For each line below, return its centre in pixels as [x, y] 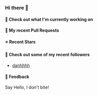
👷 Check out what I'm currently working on [49, 19]
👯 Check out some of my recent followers [47, 55]
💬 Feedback [17, 77]
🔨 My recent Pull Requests [32, 31]
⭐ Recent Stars [20, 42]
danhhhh [21, 65]
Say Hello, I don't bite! [27, 87]
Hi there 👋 [17, 8]
